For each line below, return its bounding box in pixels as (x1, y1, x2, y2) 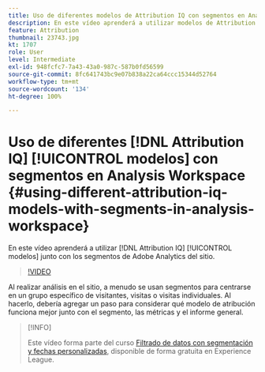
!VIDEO (27, 267, 51, 276)
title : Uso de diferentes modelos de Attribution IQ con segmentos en (8, 11, 245, 20)
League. (27, 355, 54, 364)
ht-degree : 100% (8, 92, 62, 100)
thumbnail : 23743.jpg (8, 33, 80, 42)
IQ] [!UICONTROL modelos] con (8, 150, 218, 168)
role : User (8, 48, 44, 56)
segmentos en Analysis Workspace (8, 167, 246, 185)
